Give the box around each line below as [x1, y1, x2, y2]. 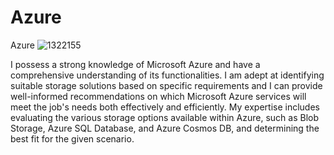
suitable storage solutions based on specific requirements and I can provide [10, 79, 323, 91]
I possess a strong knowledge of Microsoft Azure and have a [10, 58, 261, 70]
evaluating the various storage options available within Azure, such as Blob [10, 111, 319, 123]
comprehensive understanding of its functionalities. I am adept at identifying [10, 69, 325, 81]
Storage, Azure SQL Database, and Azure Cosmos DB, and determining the [10, 122, 320, 134]
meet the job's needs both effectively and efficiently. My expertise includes [10, 101, 320, 113]
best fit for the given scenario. [10, 132, 135, 145]
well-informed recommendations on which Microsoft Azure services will [10, 90, 307, 102]
